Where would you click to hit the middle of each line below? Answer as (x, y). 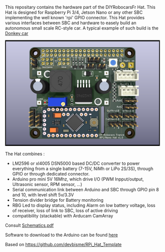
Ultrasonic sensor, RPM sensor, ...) (47, 184)
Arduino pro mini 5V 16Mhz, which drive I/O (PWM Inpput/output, (78, 179)
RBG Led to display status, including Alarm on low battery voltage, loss (84, 205)
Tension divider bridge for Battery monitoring (58, 200)
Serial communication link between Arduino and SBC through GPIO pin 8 (85, 190)
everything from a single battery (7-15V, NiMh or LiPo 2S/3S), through (83, 169)
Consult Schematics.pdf (29, 225)
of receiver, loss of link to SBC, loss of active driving (65, 211)
